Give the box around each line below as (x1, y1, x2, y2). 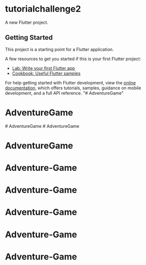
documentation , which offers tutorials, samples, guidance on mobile (5, 85, 141, 91)
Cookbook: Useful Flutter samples (12, 70, 81, 76)
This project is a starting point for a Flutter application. (5, 46, 114, 52)
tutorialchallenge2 (5, 3, 81, 15)
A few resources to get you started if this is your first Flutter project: (5, 56, 141, 62)
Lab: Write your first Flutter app (12, 65, 75, 71)
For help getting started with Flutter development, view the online (5, 80, 136, 85)
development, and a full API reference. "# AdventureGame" (5, 90, 124, 96)
